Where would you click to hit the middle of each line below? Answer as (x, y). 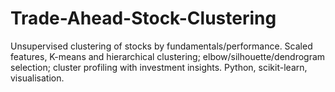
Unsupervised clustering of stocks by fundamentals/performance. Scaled (161, 46)
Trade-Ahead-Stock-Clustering (143, 18)
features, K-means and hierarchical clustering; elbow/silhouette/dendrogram (168, 56)
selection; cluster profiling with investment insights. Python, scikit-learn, (159, 67)
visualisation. (37, 78)
